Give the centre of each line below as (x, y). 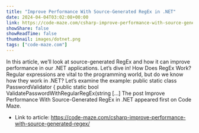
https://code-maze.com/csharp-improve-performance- (118, 117)
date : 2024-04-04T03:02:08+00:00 (47, 17)
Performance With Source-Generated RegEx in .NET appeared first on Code (99, 99)
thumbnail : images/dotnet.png (44, 39)
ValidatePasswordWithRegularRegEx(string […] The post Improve (86, 93)
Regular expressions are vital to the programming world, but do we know (95, 74)
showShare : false (28, 28)
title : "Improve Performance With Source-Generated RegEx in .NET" (91, 12)
